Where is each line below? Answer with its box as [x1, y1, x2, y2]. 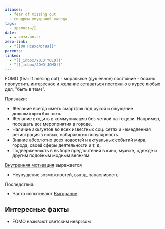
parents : [5, 48, 23, 53]
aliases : [5, 7, 23, 12]
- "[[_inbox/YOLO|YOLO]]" [9, 58, 63, 63]
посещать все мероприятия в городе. [12, 121, 92, 127]
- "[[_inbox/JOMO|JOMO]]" [9, 62, 63, 67]
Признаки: [5, 96, 27, 102]
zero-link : [5, 39, 28, 44]
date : [5, 30, 16, 35]
